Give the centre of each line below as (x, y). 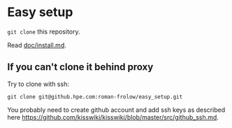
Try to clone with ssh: (38, 84)
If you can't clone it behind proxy (80, 67)
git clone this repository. (44, 31)
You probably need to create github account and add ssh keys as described (116, 110)
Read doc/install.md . (37, 45)
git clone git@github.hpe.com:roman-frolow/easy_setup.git (95, 97)
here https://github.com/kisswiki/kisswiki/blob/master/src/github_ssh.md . (113, 117)
